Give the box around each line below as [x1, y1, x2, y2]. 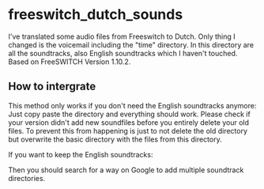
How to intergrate [8, 80, 96, 93]
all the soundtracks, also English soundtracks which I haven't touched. [8, 48, 238, 58]
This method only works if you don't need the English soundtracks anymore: [8, 100, 257, 110]
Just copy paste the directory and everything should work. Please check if [8, 109, 251, 119]
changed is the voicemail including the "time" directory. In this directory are [8, 40, 255, 49]
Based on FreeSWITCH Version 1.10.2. [8, 57, 131, 66]
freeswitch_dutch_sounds [8, 6, 183, 24]
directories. [8, 173, 46, 183]
